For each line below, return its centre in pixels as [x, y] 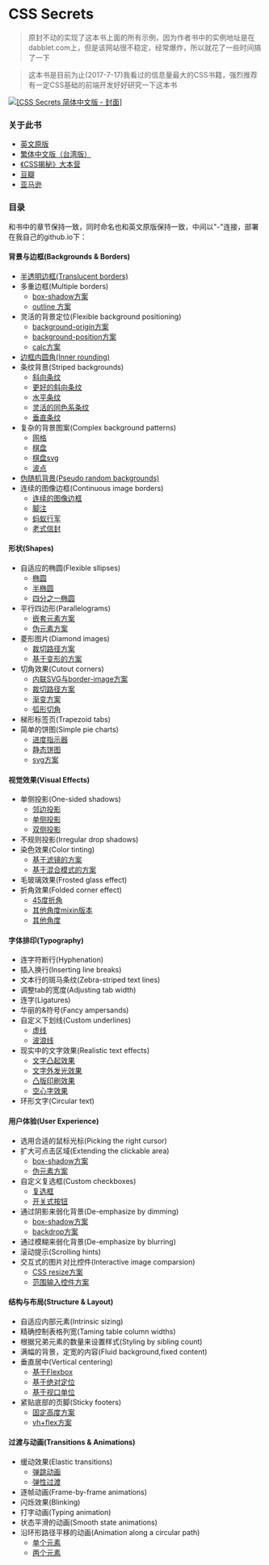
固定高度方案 [53, 1412]
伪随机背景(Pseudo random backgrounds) [90, 478]
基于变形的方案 [57, 658]
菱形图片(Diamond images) [65, 638]
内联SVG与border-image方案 [80, 678]
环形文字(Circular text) [57, 1101]
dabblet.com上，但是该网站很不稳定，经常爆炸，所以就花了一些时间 [141, 47]
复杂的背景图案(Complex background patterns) [98, 427]
